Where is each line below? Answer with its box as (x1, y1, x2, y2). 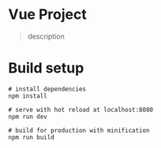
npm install (8, 92, 47, 100)
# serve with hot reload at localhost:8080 (8, 105, 154, 113)
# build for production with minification (8, 126, 150, 135)
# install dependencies (8, 85, 87, 93)
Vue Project (8, 6, 87, 24)
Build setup (8, 59, 84, 77)
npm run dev (8, 113, 47, 120)
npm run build (8, 133, 55, 141)
